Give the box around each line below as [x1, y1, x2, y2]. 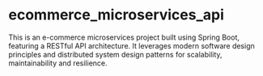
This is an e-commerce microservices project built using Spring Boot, [8, 32, 240, 42]
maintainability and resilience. [8, 58, 108, 68]
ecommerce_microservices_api [8, 6, 225, 24]
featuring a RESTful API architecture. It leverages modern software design [8, 40, 255, 50]
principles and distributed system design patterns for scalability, [8, 49, 223, 59]
